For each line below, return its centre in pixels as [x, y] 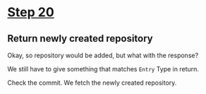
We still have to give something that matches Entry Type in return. [103, 69]
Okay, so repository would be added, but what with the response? [103, 55]
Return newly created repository [80, 39]
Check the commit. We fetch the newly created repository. [92, 83]
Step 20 [31, 12]
